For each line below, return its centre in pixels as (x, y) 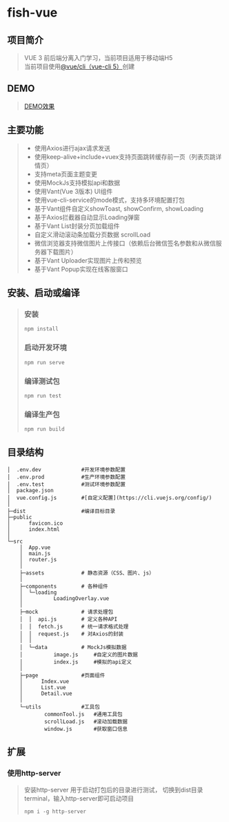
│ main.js (35, 554)
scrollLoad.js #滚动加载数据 (86, 722)
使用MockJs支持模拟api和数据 (77, 183)
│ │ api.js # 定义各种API (69, 619)
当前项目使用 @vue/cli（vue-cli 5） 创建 (79, 66)
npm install (41, 329)
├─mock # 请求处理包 (67, 612)
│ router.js (38, 560)
